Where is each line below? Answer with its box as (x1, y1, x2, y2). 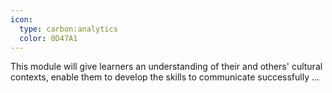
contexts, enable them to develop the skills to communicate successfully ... (10, 71, 320, 83)
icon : (10, 14, 33, 25)
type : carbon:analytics (19, 24, 118, 34)
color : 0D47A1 (19, 33, 78, 43)
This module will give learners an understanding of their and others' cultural (10, 61, 323, 73)
